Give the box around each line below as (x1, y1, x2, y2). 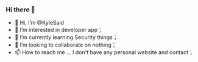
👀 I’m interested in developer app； (14, 26, 103, 34)
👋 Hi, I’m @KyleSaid (14, 19, 65, 26)
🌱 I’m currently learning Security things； (14, 34, 118, 41)
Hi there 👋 (5, 5, 36, 14)
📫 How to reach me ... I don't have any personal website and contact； (14, 49, 194, 56)
